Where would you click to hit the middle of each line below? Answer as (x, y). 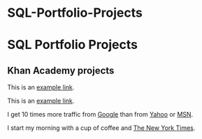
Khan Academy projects (61, 70)
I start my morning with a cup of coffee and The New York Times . (101, 128)
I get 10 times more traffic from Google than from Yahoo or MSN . (100, 115)
